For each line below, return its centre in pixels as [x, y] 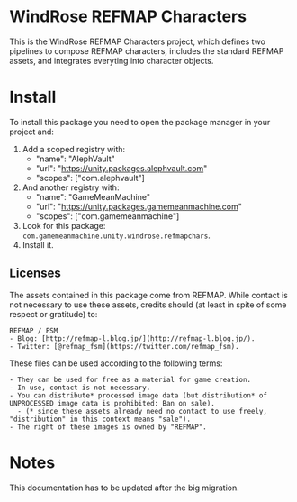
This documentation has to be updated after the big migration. [125, 488]
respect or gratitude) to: [54, 314]
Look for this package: [64, 225]
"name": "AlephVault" [75, 159]
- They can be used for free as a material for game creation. [130, 379]
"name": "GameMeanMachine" [93, 196]
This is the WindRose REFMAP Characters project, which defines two [137, 41]
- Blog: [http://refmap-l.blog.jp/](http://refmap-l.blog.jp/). [132, 338]
